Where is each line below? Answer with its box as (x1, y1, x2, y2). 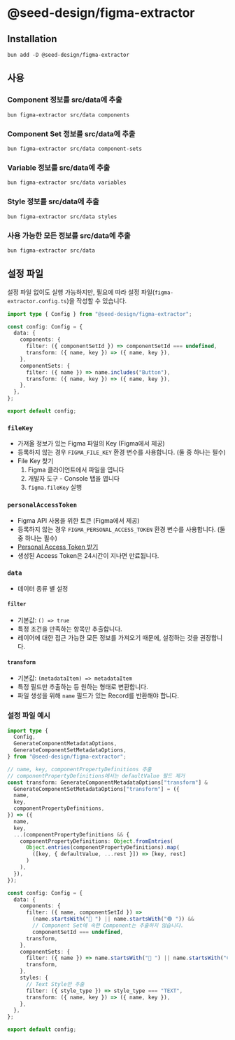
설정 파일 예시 (7, 711, 51, 721)
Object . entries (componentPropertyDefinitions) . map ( (25, 844, 180, 851)
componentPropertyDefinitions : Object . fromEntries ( (20, 837, 173, 845)
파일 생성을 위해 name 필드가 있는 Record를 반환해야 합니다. (17, 691, 180, 700)
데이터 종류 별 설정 (17, 584, 69, 592)
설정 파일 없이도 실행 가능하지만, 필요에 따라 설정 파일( (7, 288, 155, 296)
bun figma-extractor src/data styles (7, 213, 117, 220)
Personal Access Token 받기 (17, 542, 99, 551)
